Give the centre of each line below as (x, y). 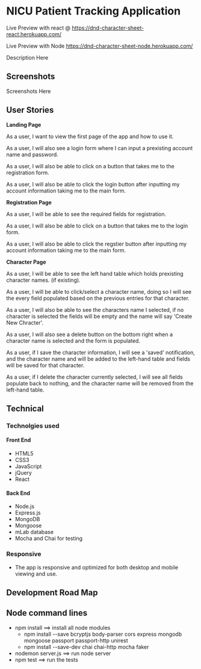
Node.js (25, 506)
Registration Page (29, 202)
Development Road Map (52, 592)
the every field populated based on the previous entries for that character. (98, 298)
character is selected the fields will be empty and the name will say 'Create (99, 316)
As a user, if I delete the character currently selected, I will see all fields (94, 377)
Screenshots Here (29, 91)
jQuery (23, 473)
